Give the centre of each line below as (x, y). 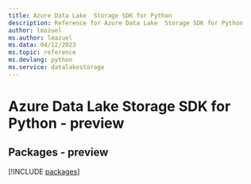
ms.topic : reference (42, 52)
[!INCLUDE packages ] (44, 171)
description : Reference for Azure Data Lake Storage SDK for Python (126, 23)
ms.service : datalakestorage (56, 67)
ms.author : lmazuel (41, 38)
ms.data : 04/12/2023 (42, 45)
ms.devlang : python (41, 60)
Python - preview (66, 123)
